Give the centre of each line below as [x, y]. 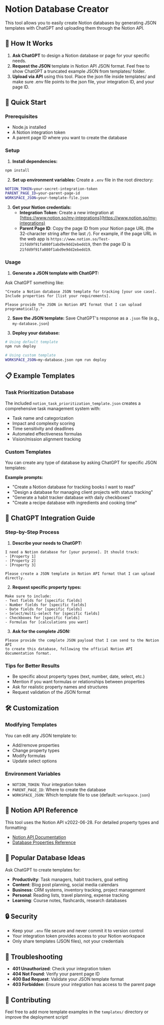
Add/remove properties [36, 745]
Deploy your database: [36, 333]
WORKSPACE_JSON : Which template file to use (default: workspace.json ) [81, 795]
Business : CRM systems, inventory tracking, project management [79, 890]
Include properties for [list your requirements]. [58, 296]
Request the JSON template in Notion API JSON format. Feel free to [81, 66]
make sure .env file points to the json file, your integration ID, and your [83, 81]
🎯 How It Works [29, 44]
